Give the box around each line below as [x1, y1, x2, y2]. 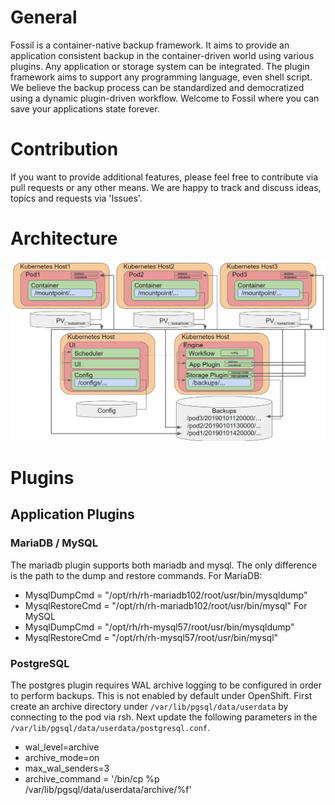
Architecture [10, 227, 118, 250]
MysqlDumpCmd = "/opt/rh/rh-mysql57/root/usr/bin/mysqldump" [24, 621, 295, 633]
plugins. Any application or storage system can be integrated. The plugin [10, 60, 310, 72]
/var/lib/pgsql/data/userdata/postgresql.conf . [10, 721, 211, 733]
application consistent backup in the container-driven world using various [10, 49, 315, 61]
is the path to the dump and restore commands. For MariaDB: [10, 569, 263, 581]
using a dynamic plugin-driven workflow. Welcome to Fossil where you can [10, 92, 320, 104]
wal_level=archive [24, 741, 100, 753]
